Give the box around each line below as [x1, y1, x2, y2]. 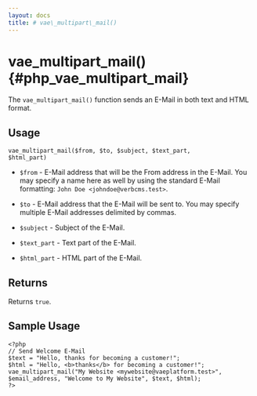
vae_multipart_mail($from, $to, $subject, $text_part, [8, 147, 191, 155]
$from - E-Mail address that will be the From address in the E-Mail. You [19, 168, 248, 177]
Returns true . [8, 297, 52, 307]
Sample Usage [8, 319, 81, 333]
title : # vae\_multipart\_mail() [8, 19, 118, 27]
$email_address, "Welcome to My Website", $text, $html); [8, 374, 201, 383]
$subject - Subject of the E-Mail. [19, 223, 125, 232]
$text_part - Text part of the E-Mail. [19, 238, 137, 248]
